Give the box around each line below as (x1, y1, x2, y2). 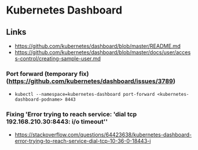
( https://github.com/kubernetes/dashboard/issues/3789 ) (6, 77, 176, 85)
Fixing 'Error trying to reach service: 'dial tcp (6, 110, 137, 118)
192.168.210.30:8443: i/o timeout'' (6, 118, 108, 126)
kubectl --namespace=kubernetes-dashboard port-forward (14, 92, 155, 98)
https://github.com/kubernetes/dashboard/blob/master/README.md (14, 42, 181, 49)
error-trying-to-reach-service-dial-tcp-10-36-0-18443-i (14, 137, 151, 144)
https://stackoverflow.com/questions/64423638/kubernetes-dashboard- (14, 131, 192, 138)
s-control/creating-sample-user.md (14, 55, 101, 62)
